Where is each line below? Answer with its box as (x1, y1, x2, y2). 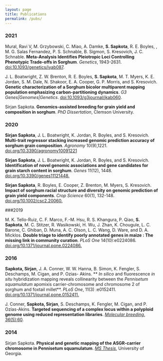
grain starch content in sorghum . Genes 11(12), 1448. (5, 167, 112, 173)
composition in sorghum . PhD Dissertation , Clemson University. (5, 109, 134, 115)
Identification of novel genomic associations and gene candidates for (5, 162, 148, 168)
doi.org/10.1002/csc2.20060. (5, 198, 63, 203)
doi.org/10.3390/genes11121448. (5, 173, 70, 179)
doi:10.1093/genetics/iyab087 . (5, 64, 65, 70)
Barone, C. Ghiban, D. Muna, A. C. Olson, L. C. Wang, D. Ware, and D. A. (5, 227, 149, 233)
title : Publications (5, 12, 47, 17)
